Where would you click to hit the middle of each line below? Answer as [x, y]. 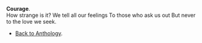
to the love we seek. [31, 21]
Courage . [18, 9]
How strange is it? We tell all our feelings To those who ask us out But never [101, 15]
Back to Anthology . [39, 33]
